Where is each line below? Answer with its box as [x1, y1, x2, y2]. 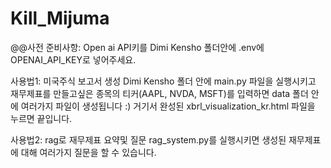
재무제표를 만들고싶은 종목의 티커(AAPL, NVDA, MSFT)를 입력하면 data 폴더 [10, 87, 309, 99]
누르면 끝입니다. [10, 112, 73, 124]
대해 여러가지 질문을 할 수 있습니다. [20, 146, 157, 158]
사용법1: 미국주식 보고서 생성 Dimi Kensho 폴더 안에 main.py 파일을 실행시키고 [10, 75, 317, 87]
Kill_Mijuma [10, 7, 110, 30]
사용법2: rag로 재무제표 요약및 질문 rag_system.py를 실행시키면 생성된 [10, 133, 287, 146]
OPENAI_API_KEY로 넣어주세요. [10, 53, 137, 66]
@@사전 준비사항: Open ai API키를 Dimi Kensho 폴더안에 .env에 [10, 41, 265, 53]
